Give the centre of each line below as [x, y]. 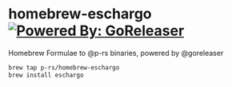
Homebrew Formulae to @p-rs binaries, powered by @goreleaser [116, 53]
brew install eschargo [46, 75]
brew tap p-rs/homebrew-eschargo [64, 67]
